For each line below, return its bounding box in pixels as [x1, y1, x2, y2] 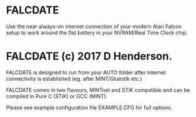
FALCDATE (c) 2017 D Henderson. [6, 50, 173, 63]
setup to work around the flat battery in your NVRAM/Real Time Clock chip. [6, 29, 188, 36]
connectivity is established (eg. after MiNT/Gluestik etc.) [6, 75, 143, 82]
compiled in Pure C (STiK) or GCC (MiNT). [6, 92, 108, 99]
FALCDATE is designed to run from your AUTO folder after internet [6, 68, 166, 76]
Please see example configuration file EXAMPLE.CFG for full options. [6, 104, 173, 111]
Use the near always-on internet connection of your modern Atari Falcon [6, 23, 182, 30]
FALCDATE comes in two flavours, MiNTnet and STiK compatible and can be [6, 86, 191, 94]
